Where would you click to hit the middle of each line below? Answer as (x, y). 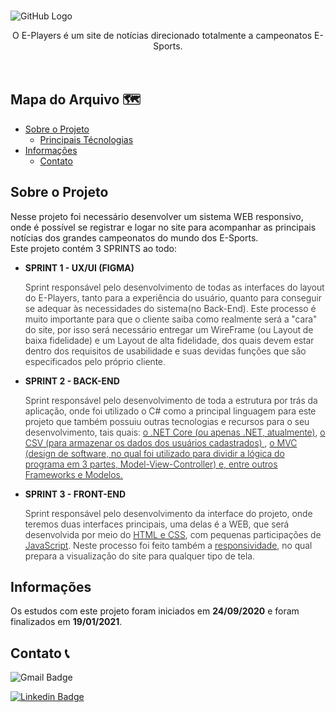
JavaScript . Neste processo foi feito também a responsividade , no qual (168, 545)
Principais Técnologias (86, 139)
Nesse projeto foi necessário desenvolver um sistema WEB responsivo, (157, 216)
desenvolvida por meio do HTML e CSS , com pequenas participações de (173, 534)
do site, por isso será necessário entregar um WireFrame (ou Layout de (169, 329)
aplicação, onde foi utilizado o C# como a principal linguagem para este (170, 411)
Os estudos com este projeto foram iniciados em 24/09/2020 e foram (155, 611)
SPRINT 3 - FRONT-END (75, 494)
